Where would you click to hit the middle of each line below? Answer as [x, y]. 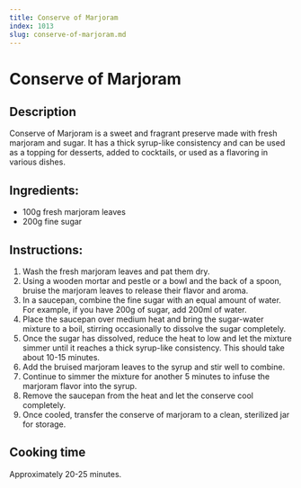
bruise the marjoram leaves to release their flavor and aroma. [135, 290]
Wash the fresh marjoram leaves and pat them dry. [116, 271]
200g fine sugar [52, 222]
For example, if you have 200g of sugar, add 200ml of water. [134, 310]
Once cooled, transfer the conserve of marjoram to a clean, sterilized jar [156, 415]
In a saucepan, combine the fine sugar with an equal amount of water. [151, 300]
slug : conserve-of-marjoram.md [68, 34]
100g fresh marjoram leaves [74, 212]
